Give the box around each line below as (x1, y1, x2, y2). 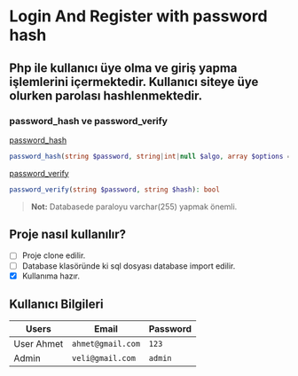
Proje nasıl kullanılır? (9, 227, 127, 242)
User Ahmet (13, 338, 64, 350)
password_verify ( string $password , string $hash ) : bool (9, 184, 220, 194)
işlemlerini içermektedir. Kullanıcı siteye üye (9, 74, 259, 90)
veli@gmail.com (72, 353, 136, 364)
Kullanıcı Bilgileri (9, 297, 104, 312)
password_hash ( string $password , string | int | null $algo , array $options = (9, 152, 292, 161)
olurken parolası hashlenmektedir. (9, 88, 203, 103)
